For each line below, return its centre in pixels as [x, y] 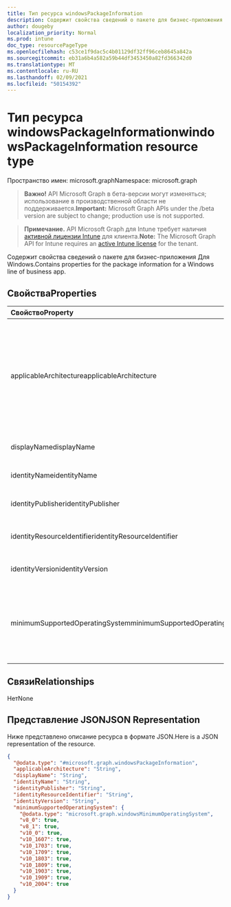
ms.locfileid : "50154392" [44, 84]
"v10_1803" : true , [46, 859]
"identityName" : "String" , [52, 782]
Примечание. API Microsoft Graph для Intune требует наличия [115, 229]
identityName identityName [54, 475]
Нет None [20, 698]
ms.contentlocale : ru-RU [43, 71]
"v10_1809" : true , [46, 865]
